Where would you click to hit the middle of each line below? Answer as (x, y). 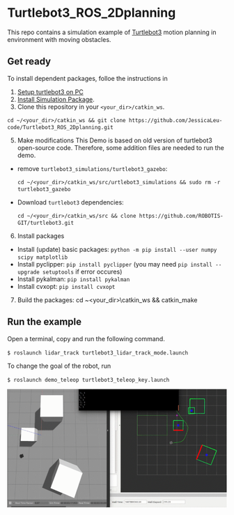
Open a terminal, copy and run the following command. (86, 338)
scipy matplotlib (42, 257)
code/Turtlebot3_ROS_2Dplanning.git (60, 127)
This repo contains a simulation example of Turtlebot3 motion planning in (112, 32)
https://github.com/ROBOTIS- (181, 216)
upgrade (28, 272)
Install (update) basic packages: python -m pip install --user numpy (117, 249)
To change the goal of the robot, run (59, 366)
